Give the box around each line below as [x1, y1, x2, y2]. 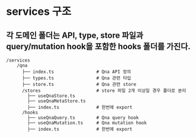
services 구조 [6, 5, 72, 18]
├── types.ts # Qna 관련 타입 [21, 75, 131, 81]
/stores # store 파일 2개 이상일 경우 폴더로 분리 [21, 88, 187, 94]
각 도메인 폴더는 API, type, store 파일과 [6, 30, 144, 40]
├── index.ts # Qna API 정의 [21, 69, 131, 75]
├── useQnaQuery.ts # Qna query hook [27, 115, 139, 121]
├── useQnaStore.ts [27, 93, 76, 99]
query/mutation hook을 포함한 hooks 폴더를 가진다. [6, 41, 191, 52]
